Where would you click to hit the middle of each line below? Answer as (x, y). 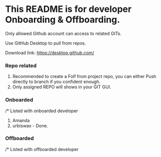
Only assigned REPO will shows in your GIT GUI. (62, 87)
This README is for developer (69, 9)
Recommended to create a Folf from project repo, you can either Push (84, 77)
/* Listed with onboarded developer (42, 111)
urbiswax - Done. (30, 126)
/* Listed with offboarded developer (42, 149)
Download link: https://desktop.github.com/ (50, 53)
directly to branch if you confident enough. (56, 82)
